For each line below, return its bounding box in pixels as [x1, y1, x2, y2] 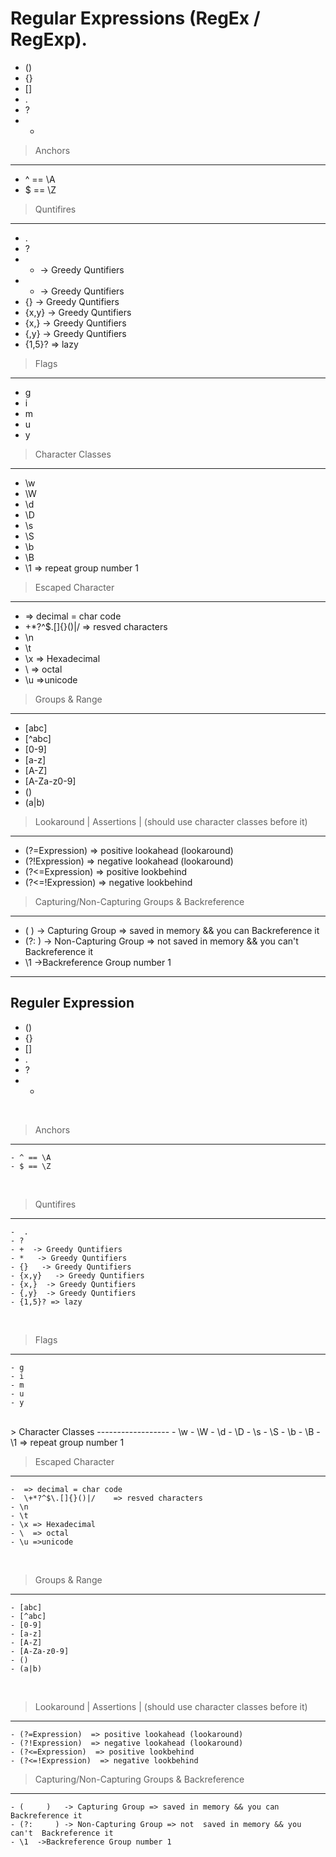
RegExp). [10, 28, 88, 51]
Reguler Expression [10, 995, 135, 1012]
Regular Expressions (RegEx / [10, 7, 261, 30]
